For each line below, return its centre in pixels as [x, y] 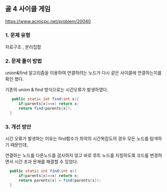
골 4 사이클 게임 [28, 9]
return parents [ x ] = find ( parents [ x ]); [60, 180]
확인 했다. [14, 79]
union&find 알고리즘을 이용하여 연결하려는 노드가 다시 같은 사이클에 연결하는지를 [83, 73]
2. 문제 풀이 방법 [24, 61]
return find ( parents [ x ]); [45, 109]
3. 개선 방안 [18, 127]
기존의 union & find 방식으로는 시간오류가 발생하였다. [57, 90]
